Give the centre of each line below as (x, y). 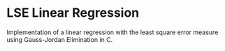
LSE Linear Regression (73, 13)
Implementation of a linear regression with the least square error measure (112, 32)
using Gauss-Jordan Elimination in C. (60, 39)
